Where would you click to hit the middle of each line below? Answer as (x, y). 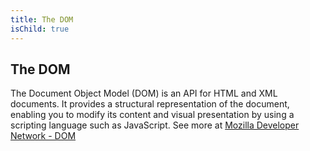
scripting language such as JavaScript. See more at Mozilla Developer (155, 125)
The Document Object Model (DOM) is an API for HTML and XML (144, 93)
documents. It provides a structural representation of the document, (150, 104)
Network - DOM (43, 136)
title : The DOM (42, 19)
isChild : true (40, 29)
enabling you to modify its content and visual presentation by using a (152, 115)
